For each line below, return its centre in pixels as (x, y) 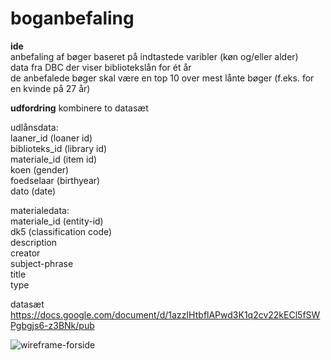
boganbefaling (72, 18)
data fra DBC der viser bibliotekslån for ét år (101, 67)
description (34, 242)
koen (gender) (40, 169)
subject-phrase (42, 263)
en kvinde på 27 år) (50, 88)
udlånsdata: (34, 127)
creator (25, 253)
